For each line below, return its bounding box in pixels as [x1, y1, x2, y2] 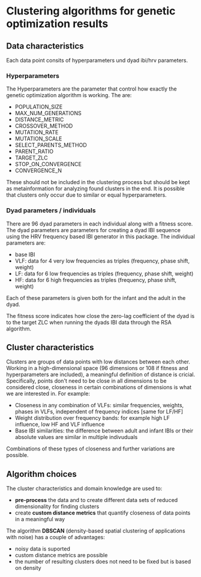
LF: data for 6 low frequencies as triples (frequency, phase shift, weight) [14, 270, 194, 277]
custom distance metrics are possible [14, 552, 108, 559]
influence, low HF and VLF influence [14, 421, 105, 428]
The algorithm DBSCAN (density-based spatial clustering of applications [6, 527, 185, 534]
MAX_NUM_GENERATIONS [14, 110, 82, 117]
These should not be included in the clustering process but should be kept [6, 179, 190, 186]
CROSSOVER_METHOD [14, 122, 73, 130]
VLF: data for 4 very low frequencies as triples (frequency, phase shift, [14, 257, 190, 265]
